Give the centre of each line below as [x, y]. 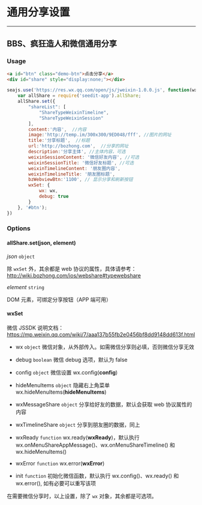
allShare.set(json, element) [42, 243]
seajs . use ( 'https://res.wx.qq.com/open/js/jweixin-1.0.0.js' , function [98, 90]
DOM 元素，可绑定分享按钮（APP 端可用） [59, 299]
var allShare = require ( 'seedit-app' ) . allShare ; [79, 96]
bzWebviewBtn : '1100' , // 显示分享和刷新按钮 [81, 180]
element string [25, 287]
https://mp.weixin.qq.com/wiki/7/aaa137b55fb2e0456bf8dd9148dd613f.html [101, 334]
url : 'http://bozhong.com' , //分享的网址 [79, 146]
